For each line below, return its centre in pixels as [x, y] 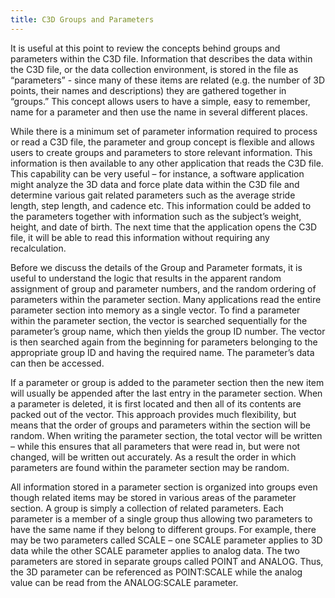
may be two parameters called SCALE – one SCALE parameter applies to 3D [166, 540]
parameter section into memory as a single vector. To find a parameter [155, 310]
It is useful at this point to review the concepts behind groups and [145, 48]
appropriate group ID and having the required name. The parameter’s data [162, 352]
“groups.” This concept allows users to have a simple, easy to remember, [160, 101]
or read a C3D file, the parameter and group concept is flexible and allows [162, 142]
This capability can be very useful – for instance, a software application [157, 173]
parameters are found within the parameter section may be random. [150, 467]
